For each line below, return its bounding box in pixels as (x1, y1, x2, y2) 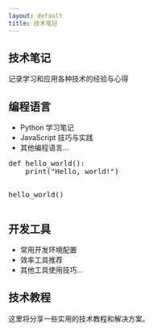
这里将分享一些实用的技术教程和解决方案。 (8, 313, 150, 323)
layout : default (8, 11, 63, 20)
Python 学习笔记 (19, 122, 75, 133)
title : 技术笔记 (8, 19, 58, 27)
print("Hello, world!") (25, 167, 119, 176)
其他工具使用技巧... (19, 265, 83, 275)
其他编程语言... (19, 143, 69, 153)
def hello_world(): (8, 159, 85, 168)
